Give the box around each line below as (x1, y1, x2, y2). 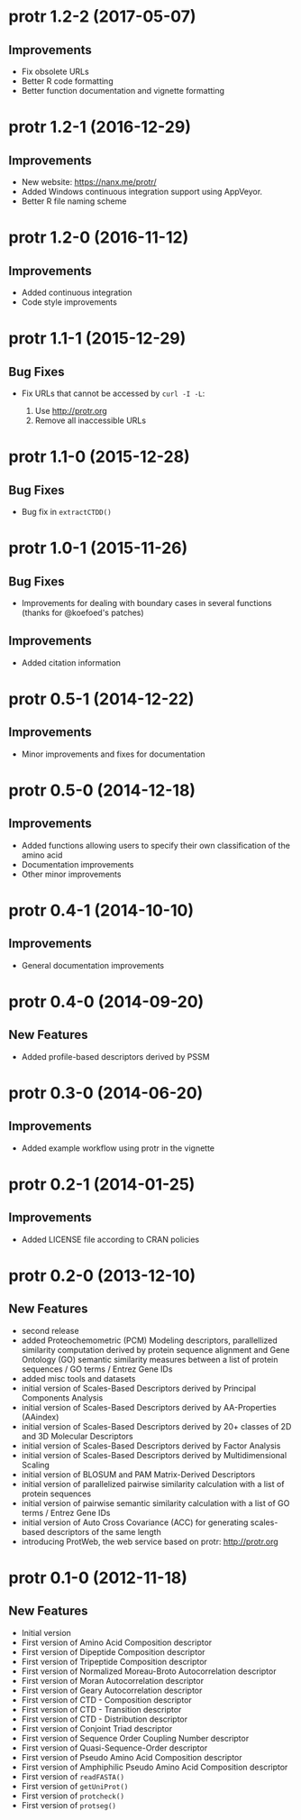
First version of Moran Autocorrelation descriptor (21, 1675, 205, 1686)
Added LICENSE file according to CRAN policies (21, 1234, 200, 1245)
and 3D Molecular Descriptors (21, 1430, 133, 1441)
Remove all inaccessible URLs (34, 415, 146, 426)
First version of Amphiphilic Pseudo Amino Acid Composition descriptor (21, 1761, 288, 1772)
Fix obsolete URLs (21, 66, 89, 77)
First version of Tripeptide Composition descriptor (21, 1656, 208, 1667)
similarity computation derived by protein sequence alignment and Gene (21, 1344, 290, 1355)
